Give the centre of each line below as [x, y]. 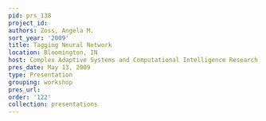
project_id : [28, 23]
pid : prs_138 [30, 16]
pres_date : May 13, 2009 [49, 68]
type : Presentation [41, 75]
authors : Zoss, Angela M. [51, 30]
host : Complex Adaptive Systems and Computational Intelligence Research [133, 60]
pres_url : [25, 90]
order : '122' [30, 97]
